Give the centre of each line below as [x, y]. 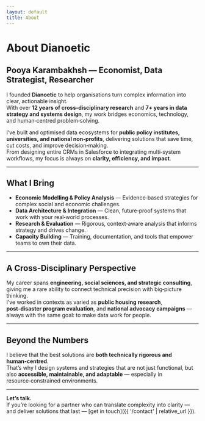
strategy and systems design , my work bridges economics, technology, [98, 114]
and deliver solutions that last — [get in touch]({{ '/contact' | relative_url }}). [101, 411]
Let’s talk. [19, 398]
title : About [23, 18]
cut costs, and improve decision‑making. [57, 145]
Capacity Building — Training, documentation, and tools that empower [104, 237]
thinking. [17, 296]
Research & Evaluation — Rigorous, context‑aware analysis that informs [106, 224]
